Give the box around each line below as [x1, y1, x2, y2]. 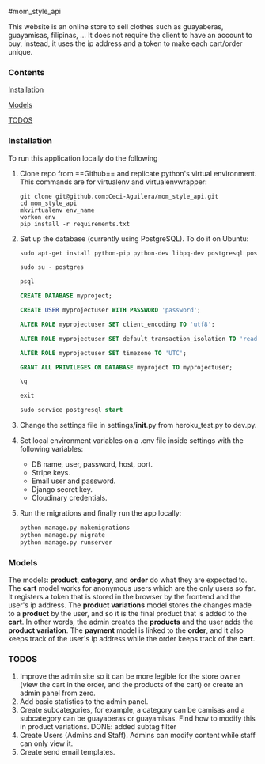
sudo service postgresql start [19, 407, 123, 414]
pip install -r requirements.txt [19, 220, 131, 228]
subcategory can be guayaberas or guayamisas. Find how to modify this [19, 713, 256, 723]
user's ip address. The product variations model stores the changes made [8, 600, 252, 610]
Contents [8, 66, 45, 78]
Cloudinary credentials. [31, 494, 108, 503]
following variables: [19, 444, 84, 454]
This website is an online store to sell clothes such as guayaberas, [8, 22, 224, 31]
